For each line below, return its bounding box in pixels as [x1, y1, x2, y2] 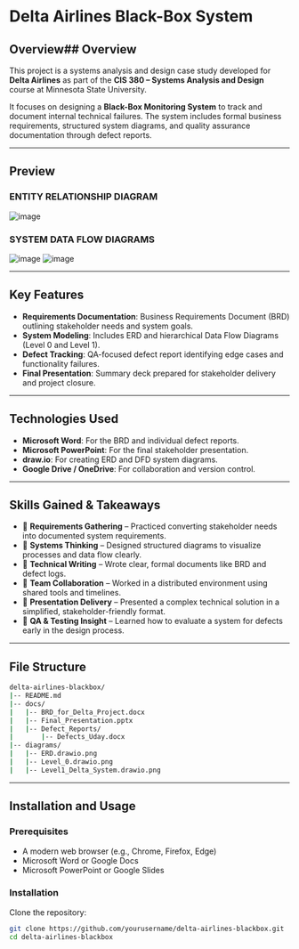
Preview [9, 164, 56, 179]
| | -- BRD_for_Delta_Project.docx [9, 708, 145, 717]
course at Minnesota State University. [9, 85, 147, 94]
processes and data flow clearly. [21, 549, 142, 560]
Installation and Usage [9, 799, 136, 814]
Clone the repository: [9, 906, 87, 918]
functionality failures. [21, 358, 100, 369]
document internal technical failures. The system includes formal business [9, 111, 282, 121]
